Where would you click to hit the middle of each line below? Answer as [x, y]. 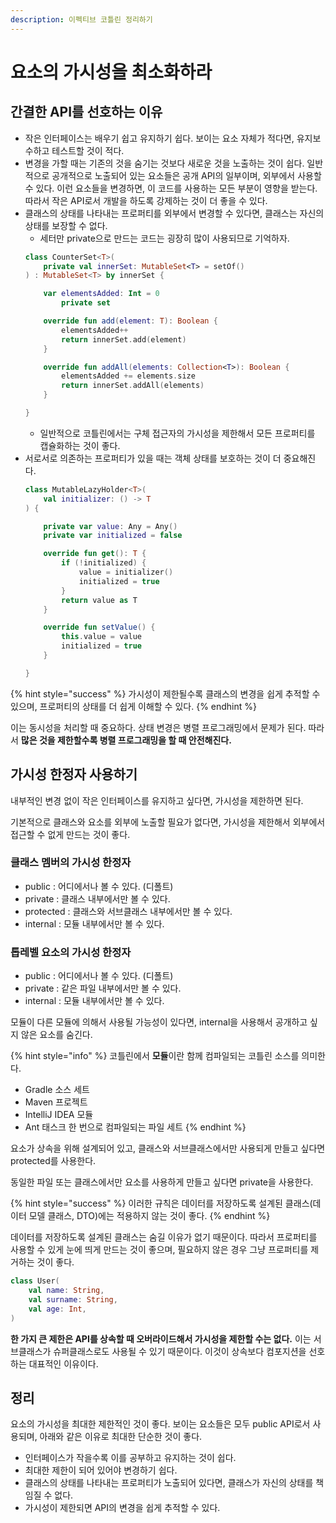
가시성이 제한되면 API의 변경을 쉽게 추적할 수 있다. [122, 1508]
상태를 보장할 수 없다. [66, 225]
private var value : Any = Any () [110, 526]
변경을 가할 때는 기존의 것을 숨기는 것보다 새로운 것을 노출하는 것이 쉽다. [164, 163]
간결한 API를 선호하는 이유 [86, 112]
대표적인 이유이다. [63, 1363]
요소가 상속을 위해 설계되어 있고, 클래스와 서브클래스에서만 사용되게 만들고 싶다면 [168, 1148]
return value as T [99, 600]
